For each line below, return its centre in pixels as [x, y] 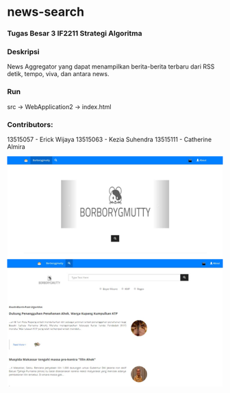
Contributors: [30, 124]
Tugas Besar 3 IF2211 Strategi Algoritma [75, 34]
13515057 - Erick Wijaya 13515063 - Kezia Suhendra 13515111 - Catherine [110, 139]
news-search [46, 12]
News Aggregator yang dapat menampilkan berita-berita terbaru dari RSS [111, 67]
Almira [16, 147]
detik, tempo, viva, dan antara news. [58, 74]
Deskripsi [23, 52]
